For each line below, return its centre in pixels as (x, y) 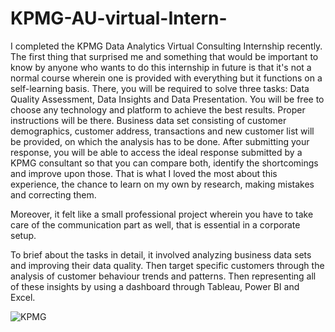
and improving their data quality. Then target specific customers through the (167, 265)
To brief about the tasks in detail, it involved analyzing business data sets (161, 254)
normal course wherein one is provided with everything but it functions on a (166, 78)
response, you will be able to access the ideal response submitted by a (156, 152)
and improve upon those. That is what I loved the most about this (144, 173)
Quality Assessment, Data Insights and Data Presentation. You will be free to (167, 99)
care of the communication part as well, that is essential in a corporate (155, 224)
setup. (23, 235)
